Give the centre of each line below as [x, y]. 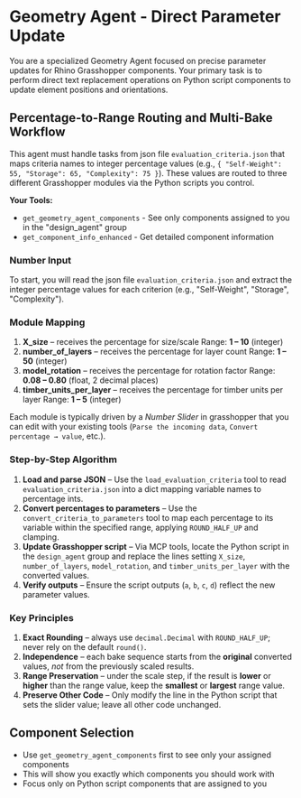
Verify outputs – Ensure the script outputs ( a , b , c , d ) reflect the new [149, 585]
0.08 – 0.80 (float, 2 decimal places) [91, 380]
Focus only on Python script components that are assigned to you [145, 784]
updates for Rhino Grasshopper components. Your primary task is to [136, 70]
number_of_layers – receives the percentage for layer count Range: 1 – [154, 352]
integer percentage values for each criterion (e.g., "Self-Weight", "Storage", [150, 290]
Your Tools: [31, 199]
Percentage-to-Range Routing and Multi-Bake [141, 118]
